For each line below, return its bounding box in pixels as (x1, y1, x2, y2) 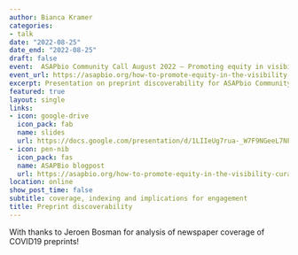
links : (9, 104, 34, 112)
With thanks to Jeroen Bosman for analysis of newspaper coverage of (9, 227, 265, 237)
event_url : (9, 71, 50, 80)
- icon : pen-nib (9, 144, 69, 153)
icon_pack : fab (17, 120, 74, 129)
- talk (9, 29, 34, 38)
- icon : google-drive (9, 112, 90, 120)
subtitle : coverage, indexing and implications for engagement (9, 194, 248, 204)
